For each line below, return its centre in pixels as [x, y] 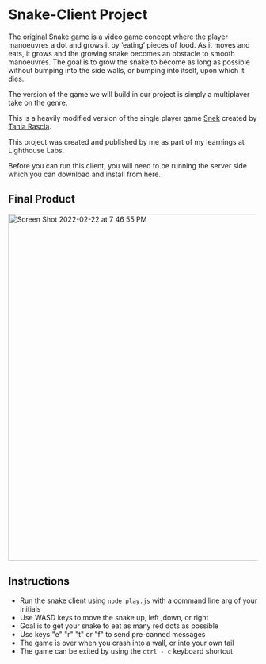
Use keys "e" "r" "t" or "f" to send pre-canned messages [112, 634]
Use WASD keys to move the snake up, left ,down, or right [114, 617]
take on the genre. [38, 102]
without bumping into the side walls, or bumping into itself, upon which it [126, 70]
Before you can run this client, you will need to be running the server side [128, 165]
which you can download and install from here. [84, 174]
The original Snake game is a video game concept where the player [118, 37]
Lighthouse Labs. [36, 150]
